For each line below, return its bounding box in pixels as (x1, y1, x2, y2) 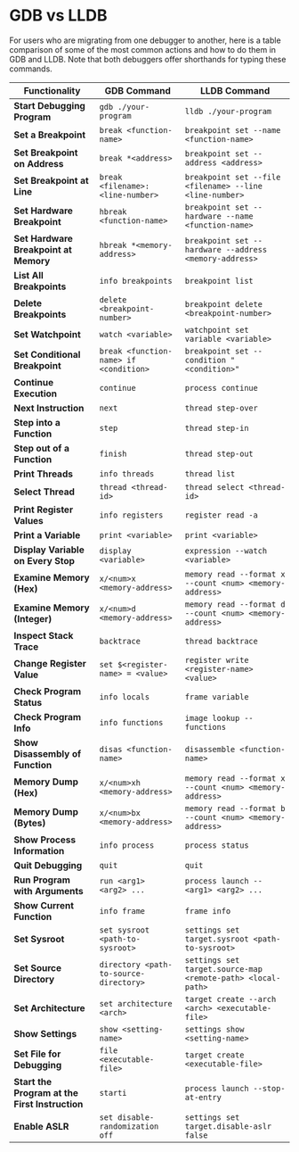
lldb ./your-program (184, 106, 272, 116)
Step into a (13, 416, 61, 428)
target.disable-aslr (184, 1121, 272, 1131)
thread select (184, 482, 245, 492)
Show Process (13, 833, 77, 846)
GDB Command (104, 84, 172, 96)
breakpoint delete (184, 299, 263, 309)
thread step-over (184, 402, 258, 413)
